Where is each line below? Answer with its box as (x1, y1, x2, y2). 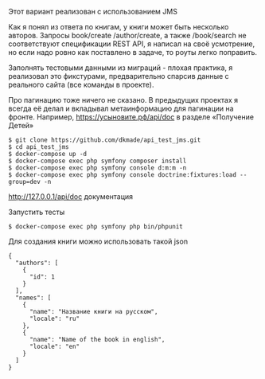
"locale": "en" (29, 342, 80, 350)
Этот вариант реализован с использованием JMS (8, 7, 177, 16)
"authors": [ (15, 259, 59, 267)
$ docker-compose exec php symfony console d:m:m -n (8, 164, 187, 172)
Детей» (8, 121, 34, 130)
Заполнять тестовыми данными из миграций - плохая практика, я (8, 63, 233, 72)
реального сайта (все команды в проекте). (8, 80, 154, 89)
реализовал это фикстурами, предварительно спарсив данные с (8, 72, 229, 80)
